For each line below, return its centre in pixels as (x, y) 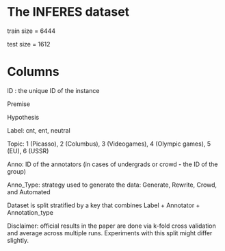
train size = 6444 (31, 31)
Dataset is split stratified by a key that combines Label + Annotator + (104, 205)
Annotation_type (30, 212)
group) (16, 171)
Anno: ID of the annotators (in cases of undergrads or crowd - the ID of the (112, 164)
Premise (19, 104)
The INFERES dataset (68, 12)
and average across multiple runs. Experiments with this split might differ (110, 233)
